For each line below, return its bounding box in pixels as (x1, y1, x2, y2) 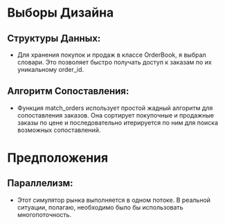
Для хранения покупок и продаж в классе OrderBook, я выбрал (17, 50, 206, 59)
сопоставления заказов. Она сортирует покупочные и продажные (17, 111, 215, 119)
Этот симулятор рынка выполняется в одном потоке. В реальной (17, 196, 211, 204)
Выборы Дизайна (7, 5, 114, 21)
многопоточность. (17, 210, 71, 218)
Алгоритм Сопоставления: (7, 85, 129, 97)
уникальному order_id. (17, 66, 84, 73)
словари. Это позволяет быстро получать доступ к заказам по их (17, 58, 213, 66)
